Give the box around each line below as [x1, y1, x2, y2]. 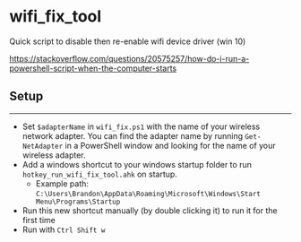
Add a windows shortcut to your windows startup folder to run [21, 159, 253, 169]
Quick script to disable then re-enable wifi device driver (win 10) [9, 36, 246, 47]
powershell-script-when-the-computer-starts [9, 63, 177, 73]
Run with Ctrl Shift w [21, 224, 106, 235]
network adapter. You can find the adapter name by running [21, 130, 244, 141]
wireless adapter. [21, 150, 87, 160]
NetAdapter [21, 142, 64, 151]
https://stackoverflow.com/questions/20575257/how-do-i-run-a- [9, 53, 250, 64]
